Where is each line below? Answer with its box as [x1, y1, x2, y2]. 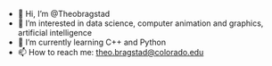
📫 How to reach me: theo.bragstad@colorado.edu [17, 47, 204, 57]
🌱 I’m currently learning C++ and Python [17, 37, 167, 47]
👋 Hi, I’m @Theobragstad [17, 9, 111, 19]
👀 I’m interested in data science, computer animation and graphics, [17, 18, 264, 29]
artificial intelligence [17, 28, 92, 37]
